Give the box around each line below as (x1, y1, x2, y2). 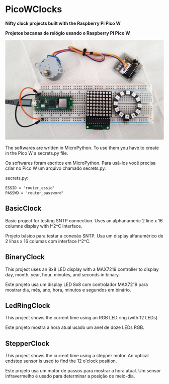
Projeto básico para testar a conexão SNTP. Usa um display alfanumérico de (5, 232, 163, 238)
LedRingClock (5, 301, 50, 310)
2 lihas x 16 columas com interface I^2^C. (5, 238, 91, 244)
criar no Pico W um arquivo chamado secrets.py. (5, 165, 106, 171)
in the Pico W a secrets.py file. (5, 150, 68, 156)
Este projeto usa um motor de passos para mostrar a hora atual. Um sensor (5, 368, 161, 374)
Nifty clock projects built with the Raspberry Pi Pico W (5, 20, 121, 26)
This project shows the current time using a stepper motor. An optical (5, 353, 149, 359)
